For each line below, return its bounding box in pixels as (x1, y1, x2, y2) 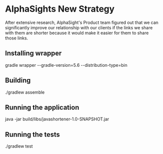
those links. (5, 35, 28, 41)
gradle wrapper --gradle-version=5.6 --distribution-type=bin (5, 62, 128, 68)
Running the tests (5, 130, 60, 138)
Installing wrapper (5, 49, 62, 58)
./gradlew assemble (5, 89, 45, 95)
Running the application (5, 103, 80, 112)
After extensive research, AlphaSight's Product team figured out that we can (5, 19, 159, 25)
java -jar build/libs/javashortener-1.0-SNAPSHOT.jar (5, 116, 109, 122)
